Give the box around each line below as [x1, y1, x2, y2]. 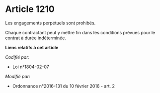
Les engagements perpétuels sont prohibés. [5, 20, 96, 26]
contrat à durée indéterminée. [5, 35, 66, 41]
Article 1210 [5, 3, 55, 15]
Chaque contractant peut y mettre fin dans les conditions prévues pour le [5, 29, 156, 35]
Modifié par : [5, 73, 31, 79]
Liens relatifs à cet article [5, 44, 59, 50]
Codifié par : [5, 54, 30, 60]
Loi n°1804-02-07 [12, 64, 50, 70]
